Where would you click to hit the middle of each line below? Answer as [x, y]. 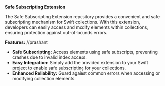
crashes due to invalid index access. [49, 57]
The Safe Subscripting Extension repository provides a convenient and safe [82, 17]
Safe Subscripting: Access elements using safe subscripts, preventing [85, 52]
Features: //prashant [27, 42]
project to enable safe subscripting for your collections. [69, 68]
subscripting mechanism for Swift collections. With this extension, [73, 22]
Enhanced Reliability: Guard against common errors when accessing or [86, 73]
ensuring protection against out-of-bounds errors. [56, 33]
